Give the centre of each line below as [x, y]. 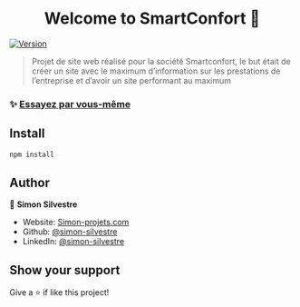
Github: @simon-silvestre [70, 232]
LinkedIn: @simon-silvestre [73, 242]
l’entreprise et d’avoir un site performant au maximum [131, 80]
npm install [32, 154]
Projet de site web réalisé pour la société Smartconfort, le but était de [161, 61]
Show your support [65, 270]
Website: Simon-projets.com [76, 223]
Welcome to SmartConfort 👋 [152, 19]
